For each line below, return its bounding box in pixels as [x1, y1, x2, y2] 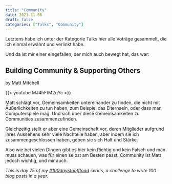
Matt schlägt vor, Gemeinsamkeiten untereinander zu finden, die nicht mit [5, 99, 160, 106]
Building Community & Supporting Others [5, 66, 141, 75]
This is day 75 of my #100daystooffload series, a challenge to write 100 [5, 168, 157, 174]
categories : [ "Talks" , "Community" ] [5, 22, 83, 27]
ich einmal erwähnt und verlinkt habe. [5, 42, 85, 48]
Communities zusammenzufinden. [5, 116, 78, 122]
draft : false [5, 17, 33, 22]
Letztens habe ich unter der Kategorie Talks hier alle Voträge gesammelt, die [5, 36, 167, 42]
